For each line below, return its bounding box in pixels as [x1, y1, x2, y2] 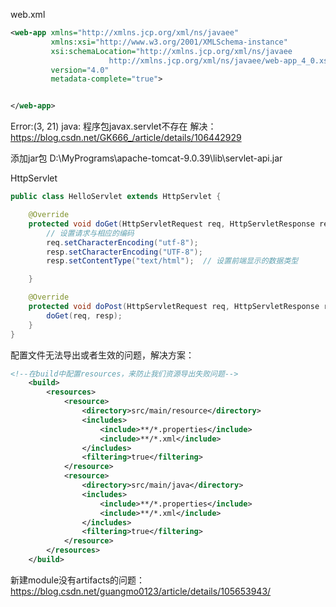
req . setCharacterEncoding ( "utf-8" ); [46, 237, 199, 248]
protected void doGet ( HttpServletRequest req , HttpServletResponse [28, 219, 315, 229]
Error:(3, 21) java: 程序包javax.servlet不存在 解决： [10, 120, 217, 133]
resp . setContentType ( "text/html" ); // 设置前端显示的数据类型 [46, 256, 299, 266]
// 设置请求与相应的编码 [46, 228, 135, 238]
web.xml [10, 9, 46, 20]
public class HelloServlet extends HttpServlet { [10, 192, 222, 202]
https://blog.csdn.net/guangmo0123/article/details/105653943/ [10, 585, 272, 597]
